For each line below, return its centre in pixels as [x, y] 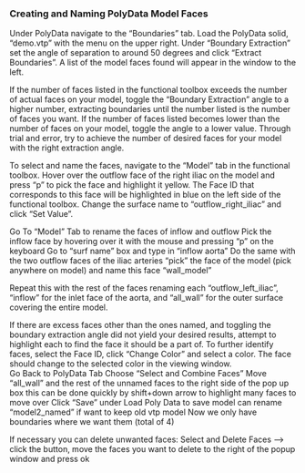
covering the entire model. [59, 307]
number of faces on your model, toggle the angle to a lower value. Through [150, 129]
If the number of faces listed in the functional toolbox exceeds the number [148, 90]
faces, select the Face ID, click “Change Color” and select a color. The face [150, 355]
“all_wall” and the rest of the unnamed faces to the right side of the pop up [149, 383]
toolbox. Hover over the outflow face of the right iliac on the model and [142, 175]
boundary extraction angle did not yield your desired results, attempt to [143, 334]
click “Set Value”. [41, 214]
